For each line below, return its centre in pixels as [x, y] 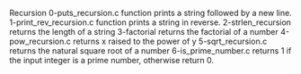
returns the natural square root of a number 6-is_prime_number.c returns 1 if [150, 51]
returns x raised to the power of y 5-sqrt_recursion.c [170, 41]
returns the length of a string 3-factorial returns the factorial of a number [144, 32]
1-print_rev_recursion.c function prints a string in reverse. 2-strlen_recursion [150, 22]
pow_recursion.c [40, 41]
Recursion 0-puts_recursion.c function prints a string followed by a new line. [150, 13]
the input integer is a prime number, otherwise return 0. [111, 60]
